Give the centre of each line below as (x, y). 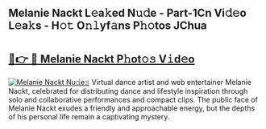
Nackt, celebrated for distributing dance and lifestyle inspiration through (128, 91)
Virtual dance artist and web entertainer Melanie (172, 82)
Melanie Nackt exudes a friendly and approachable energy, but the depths (132, 108)
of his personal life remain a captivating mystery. (89, 117)
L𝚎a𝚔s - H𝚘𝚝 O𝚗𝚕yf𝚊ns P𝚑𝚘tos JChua (108, 26)
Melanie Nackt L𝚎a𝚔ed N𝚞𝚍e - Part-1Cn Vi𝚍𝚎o (128, 13)
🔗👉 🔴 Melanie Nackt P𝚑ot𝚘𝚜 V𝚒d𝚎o (102, 59)
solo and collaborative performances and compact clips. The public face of (133, 100)
